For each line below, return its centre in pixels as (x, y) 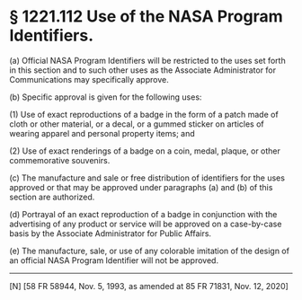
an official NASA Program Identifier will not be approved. (114, 260)
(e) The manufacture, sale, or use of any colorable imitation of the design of (150, 251)
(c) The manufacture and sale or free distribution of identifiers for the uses (147, 178)
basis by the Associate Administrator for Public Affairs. (111, 233)
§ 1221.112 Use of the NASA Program (146, 17)
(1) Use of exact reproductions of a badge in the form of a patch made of (144, 114)
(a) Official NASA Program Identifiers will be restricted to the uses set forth (147, 60)
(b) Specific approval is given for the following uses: (106, 97)
